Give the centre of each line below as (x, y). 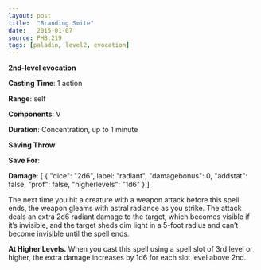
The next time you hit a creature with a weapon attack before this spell (124, 200)
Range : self (27, 99)
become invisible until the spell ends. (69, 234)
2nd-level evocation (42, 68)
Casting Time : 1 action (45, 84)
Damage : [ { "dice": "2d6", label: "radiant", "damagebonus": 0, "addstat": (128, 176)
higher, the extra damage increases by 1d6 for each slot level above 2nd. (127, 258)
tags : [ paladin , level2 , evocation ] (69, 45)
